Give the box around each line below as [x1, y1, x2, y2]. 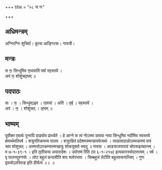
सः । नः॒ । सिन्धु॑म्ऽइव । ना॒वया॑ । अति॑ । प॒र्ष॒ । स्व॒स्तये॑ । [5, 100, 94, 106]
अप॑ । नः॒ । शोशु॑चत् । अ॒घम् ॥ [5, 106, 52, 112]
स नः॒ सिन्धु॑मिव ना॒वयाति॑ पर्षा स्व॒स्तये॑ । [5, 68, 62, 73]
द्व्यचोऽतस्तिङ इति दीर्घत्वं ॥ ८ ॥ [5, 160, 55, 166]
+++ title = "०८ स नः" [5, 4, 45, 10]
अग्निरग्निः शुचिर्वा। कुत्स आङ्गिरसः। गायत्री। [5, 41, 75, 46]
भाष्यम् [5, 120, 19, 128]
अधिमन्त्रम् [5, 28, 28, 36]
